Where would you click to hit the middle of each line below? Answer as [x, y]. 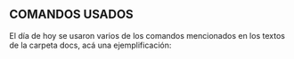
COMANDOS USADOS [71, 15]
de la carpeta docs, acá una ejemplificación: [90, 45]
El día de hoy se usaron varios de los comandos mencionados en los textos [147, 35]
